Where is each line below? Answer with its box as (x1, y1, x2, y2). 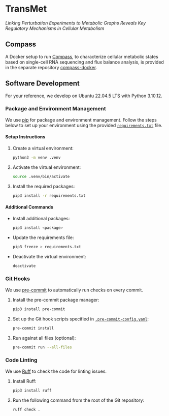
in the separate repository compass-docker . (5, 64, 97, 70)
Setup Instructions (5, 134, 46, 140)
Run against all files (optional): (12, 335, 76, 341)
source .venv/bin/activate (12, 174, 70, 179)
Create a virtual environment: (12, 145, 74, 152)
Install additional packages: (12, 215, 70, 221)
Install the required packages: (12, 183, 75, 189)
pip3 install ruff (12, 388, 52, 393)
